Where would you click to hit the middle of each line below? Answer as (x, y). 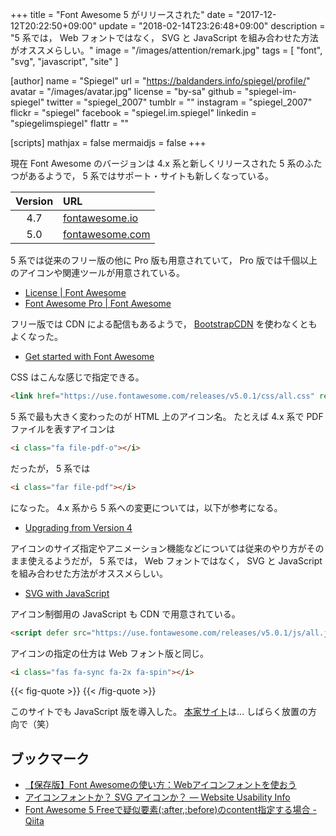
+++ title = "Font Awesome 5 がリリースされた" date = (122, 14)
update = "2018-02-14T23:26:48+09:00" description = (212, 26)
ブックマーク (50, 758)
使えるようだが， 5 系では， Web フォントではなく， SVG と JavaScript (175, 560)
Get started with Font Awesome (89, 356)
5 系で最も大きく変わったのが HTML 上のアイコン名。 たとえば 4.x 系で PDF (167, 416)
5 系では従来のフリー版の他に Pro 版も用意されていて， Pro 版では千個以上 (164, 260)
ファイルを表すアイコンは (63, 429)
